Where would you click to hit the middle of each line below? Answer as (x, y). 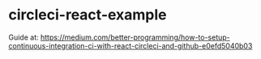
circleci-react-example (88, 15)
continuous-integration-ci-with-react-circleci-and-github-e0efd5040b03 (130, 45)
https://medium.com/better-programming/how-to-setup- (135, 37)
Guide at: (24, 37)
